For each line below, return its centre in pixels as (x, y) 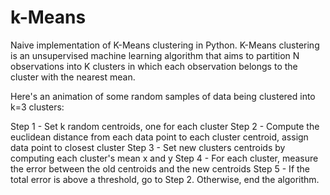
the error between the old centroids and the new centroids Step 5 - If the (160, 168)
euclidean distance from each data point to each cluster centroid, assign (159, 137)
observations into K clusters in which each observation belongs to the (154, 66)
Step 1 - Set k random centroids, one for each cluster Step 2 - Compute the (165, 126)
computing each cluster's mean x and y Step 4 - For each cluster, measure (164, 158)
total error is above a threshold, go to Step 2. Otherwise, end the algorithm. (165, 179)
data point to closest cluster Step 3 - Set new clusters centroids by (148, 147)
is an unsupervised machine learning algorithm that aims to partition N (155, 55)
